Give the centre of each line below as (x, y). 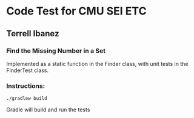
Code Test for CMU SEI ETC (76, 11)
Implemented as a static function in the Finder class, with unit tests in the (97, 64)
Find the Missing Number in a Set (56, 51)
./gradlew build (27, 99)
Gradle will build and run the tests (48, 110)
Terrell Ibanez (33, 34)
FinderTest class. (28, 70)
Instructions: (26, 86)
